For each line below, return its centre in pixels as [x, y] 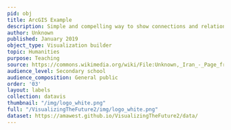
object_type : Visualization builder [59, 45]
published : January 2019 [43, 39]
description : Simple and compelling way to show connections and [102, 26]
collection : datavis [37, 97]
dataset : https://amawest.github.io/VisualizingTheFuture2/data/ [102, 116]
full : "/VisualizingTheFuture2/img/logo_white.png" [82, 109]
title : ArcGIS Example [40, 20]
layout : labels [29, 90]
